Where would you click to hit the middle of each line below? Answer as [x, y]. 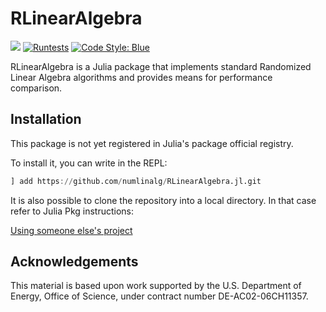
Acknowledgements [74, 262]
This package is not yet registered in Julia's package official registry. [152, 143]
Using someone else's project [71, 230]
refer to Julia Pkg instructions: [72, 211]
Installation [46, 119]
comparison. [36, 88]
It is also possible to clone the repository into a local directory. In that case [163, 200]
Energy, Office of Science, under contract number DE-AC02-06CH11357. [159, 296]
